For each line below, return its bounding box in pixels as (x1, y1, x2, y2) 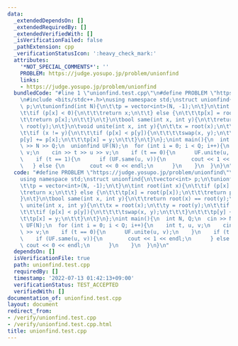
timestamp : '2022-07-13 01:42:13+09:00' (13, 274, 135, 281)
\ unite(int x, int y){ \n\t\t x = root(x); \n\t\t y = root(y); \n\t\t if (20, 202, 230, 210)
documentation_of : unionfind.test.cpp (7, 294, 122, 302)
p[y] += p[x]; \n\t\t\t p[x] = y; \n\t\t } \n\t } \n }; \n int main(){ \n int (20, 136, 230, 143)
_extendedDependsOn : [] (13, 17, 84, 24)
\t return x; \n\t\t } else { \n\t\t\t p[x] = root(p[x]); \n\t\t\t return (20, 189, 227, 196)
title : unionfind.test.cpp (7, 328, 87, 335)
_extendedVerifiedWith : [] (13, 30, 93, 38)
